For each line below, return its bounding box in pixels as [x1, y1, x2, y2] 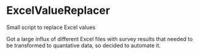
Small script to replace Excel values [6, 24, 96, 31]
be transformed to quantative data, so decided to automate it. [6, 42, 161, 49]
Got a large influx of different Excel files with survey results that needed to [6, 35, 194, 42]
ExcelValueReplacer [6, 4, 110, 18]
